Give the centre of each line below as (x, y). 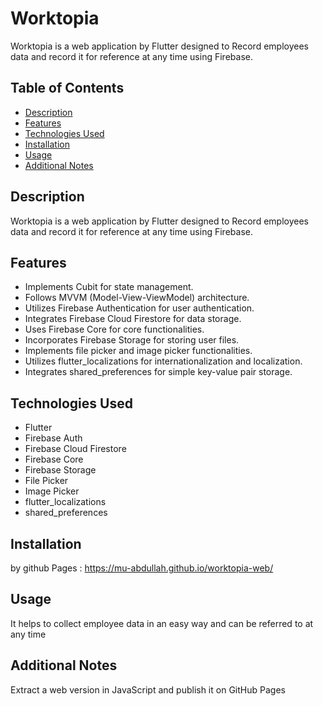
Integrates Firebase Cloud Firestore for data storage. (133, 319)
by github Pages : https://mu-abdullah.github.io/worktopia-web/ (142, 568)
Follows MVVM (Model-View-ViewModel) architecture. (137, 298)
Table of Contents (67, 88)
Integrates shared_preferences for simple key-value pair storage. (158, 372)
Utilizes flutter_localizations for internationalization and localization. (163, 361)
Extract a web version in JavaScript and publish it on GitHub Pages (148, 689)
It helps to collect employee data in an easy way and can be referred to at (162, 623)
